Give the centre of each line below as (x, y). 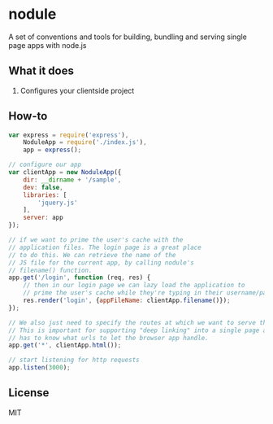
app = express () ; (52, 150)
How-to (28, 116)
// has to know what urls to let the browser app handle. (108, 338)
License (29, 393)
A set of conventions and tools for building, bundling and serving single (128, 37)
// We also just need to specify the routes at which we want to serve (132, 322)
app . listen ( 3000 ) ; (39, 368)
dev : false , (43, 187)
